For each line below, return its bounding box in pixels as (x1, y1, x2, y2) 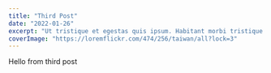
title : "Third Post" (8, 11, 79, 20)
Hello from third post (8, 57, 78, 67)
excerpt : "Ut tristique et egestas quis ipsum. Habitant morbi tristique (8, 27, 264, 35)
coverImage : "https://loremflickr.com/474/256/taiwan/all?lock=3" (8, 34, 238, 43)
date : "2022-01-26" (8, 19, 75, 28)
